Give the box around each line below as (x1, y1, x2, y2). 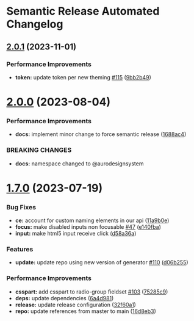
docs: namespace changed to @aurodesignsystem (15, 160, 144, 167)
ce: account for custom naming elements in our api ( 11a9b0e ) (15, 217, 170, 224)
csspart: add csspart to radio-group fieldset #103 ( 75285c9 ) (15, 288, 168, 295)
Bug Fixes (6, 203, 37, 211)
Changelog (6, 17, 63, 31)
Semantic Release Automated (6, 4, 160, 18)
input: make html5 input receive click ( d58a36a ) (15, 230, 137, 237)
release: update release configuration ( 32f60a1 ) (15, 301, 136, 308)
